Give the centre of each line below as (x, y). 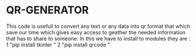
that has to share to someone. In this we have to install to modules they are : (98, 38)
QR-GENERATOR (48, 10)
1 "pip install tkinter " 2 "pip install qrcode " (58, 45)
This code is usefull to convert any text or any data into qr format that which (98, 26)
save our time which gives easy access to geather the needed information (96, 32)
